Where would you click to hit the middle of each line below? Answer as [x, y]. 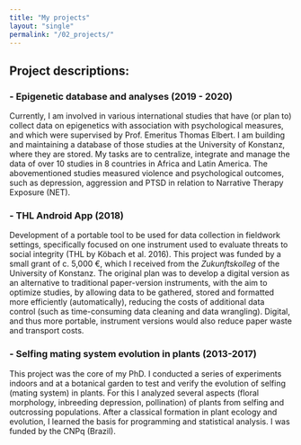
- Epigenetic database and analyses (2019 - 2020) [121, 96]
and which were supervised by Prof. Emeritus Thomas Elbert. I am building [147, 135]
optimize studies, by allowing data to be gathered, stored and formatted [142, 292]
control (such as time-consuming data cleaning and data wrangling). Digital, [150, 312]
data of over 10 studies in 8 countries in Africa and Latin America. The [138, 164]
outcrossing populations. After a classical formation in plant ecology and [143, 412]
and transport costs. [47, 331]
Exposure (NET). [40, 192]
